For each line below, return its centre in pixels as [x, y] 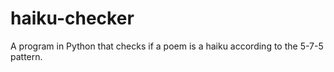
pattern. [26, 56]
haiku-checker [72, 18]
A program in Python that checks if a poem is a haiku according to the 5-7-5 [167, 46]
